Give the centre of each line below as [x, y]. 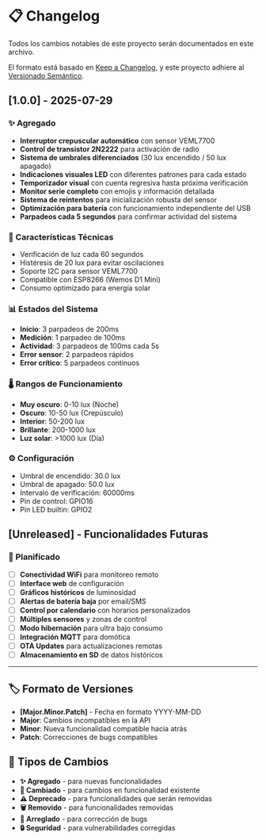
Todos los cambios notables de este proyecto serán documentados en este [131, 43]
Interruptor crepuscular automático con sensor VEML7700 [117, 140]
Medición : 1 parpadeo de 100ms [72, 338]
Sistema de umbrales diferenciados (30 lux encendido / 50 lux [123, 157]
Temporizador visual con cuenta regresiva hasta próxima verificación [134, 182]
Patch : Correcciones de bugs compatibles [89, 737]
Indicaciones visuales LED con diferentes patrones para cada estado [133, 174]
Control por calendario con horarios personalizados [105, 610]
